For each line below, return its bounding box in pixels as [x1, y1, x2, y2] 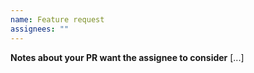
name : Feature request [10, 14, 105, 25]
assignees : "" [10, 24, 70, 34]
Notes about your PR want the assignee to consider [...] [10, 51, 245, 63]
